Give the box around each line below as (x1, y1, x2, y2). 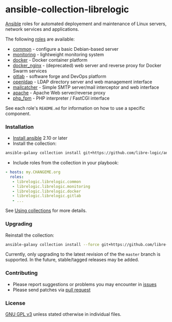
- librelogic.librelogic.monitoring (12, 184, 91, 189)
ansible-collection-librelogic (5, 4, 130, 15)
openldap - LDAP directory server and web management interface (12, 79, 153, 85)
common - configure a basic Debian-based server (12, 46, 119, 52)
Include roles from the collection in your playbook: (12, 160, 119, 166)
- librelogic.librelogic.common (12, 179, 81, 184)
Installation (5, 123, 34, 130)
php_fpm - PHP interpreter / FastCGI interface (12, 95, 110, 101)
